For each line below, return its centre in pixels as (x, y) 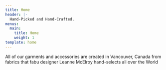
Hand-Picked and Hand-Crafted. (42, 19)
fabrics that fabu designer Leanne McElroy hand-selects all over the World (82, 62)
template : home (21, 42)
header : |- (16, 14)
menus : (12, 24)
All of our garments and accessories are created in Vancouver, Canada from (83, 56)
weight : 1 (24, 38)
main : (15, 28)
